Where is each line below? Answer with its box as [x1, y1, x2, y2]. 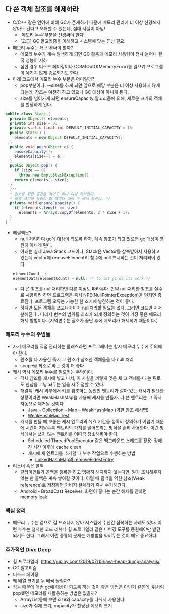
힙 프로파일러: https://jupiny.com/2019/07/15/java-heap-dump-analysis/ [12, 558, 160, 565]
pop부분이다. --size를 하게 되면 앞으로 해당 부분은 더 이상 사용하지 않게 [20, 82, 160, 89]
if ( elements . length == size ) [14, 205, 78, 211]
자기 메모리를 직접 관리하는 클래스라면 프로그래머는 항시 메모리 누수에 [12, 343, 149, 349]
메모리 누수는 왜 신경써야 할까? [12, 45, 73, 51]
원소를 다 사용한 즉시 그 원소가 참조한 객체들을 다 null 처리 [20, 356, 134, 362]
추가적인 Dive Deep [5, 546, 51, 553]
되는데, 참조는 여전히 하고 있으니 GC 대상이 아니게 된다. [20, 89, 129, 95]
